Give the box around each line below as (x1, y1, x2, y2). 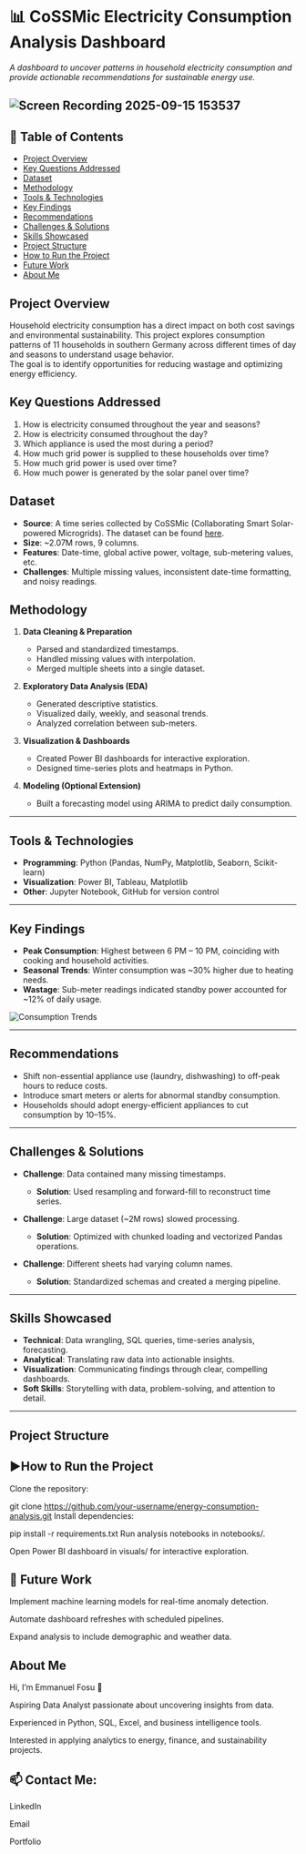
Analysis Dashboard (9, 32, 167, 53)
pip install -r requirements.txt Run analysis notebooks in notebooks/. (9, 1528, 266, 1539)
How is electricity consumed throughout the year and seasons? (22, 419, 261, 430)
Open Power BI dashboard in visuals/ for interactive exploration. (9, 1545, 249, 1556)
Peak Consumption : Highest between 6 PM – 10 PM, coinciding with (22, 945, 280, 956)
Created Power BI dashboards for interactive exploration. (36, 753, 250, 764)
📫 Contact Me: (9, 1772, 97, 1788)
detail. (22, 1393, 46, 1404)
